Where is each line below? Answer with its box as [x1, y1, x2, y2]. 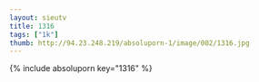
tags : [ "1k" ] [9, 30, 59, 39]
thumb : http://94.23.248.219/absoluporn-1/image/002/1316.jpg [9, 38, 250, 48]
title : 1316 [9, 22, 55, 31]
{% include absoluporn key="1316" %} [9, 63, 153, 74]
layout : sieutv [9, 13, 67, 23]
